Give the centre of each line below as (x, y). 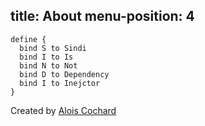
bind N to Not (48, 65)
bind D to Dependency (64, 74)
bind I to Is (46, 57)
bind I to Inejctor (60, 83)
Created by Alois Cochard (63, 110)
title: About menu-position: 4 (102, 16)
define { (28, 39)
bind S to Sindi (53, 48)
